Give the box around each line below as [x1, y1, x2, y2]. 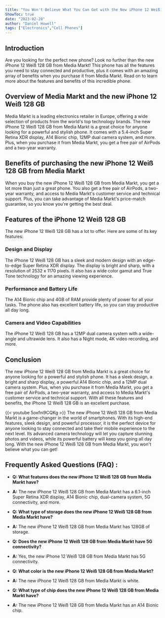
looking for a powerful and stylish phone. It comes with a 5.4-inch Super [5, 129, 153, 135]
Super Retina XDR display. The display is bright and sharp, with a [22, 263, 155, 268]
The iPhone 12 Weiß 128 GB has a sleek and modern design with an [5, 257, 142, 263]
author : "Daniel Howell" [5, 21, 56, 26]
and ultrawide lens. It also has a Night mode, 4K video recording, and [17, 336, 159, 342]
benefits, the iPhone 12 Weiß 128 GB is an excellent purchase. [5, 400, 131, 406]
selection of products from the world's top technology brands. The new [5, 118, 151, 124]
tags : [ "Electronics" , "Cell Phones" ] [5, 26, 83, 31]
